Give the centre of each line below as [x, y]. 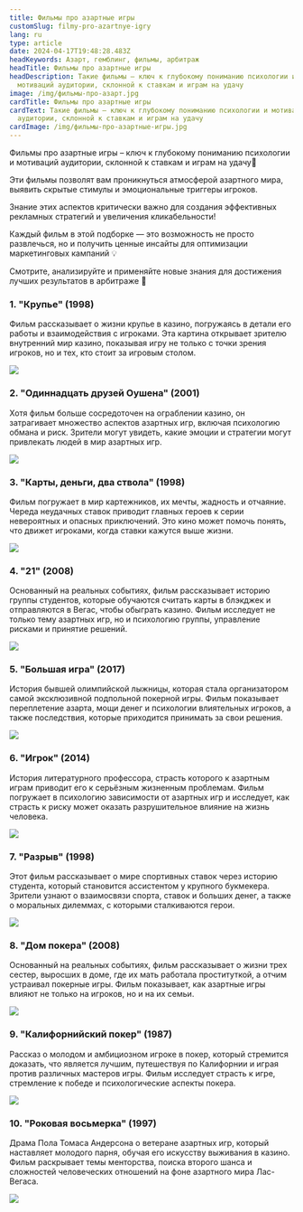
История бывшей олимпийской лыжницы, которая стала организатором [149, 689]
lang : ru [26, 34]
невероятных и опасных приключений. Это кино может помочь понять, [148, 521]
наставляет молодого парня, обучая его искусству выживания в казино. [150, 1152]
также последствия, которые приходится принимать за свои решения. [146, 718]
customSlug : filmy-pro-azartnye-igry [80, 26]
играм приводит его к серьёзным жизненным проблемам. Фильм [137, 787]
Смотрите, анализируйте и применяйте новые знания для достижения [146, 271]
